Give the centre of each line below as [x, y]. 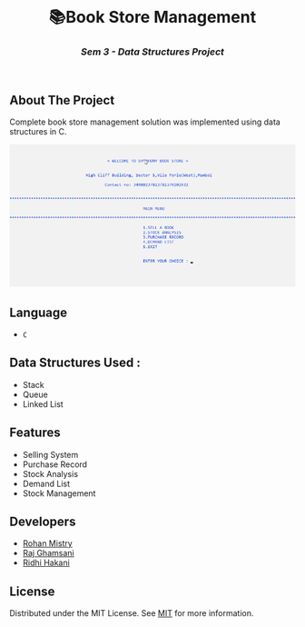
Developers [43, 522]
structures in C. [38, 132]
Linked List [43, 403]
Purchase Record [55, 464]
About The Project [62, 100]
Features [35, 433]
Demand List [46, 483]
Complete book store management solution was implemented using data [145, 122]
